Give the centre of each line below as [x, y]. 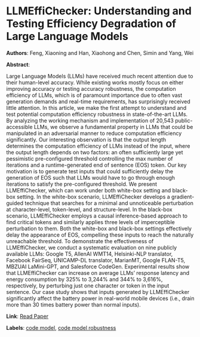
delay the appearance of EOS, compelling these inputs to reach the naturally [100, 235]
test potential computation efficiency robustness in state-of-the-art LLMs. [97, 114]
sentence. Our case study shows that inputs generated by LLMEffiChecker [98, 292]
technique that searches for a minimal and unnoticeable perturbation [109, 203]
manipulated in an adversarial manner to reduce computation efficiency [94, 133]
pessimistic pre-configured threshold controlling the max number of [90, 158]
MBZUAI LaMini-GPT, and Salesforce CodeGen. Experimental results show [98, 266]
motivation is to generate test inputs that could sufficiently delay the [90, 171]
